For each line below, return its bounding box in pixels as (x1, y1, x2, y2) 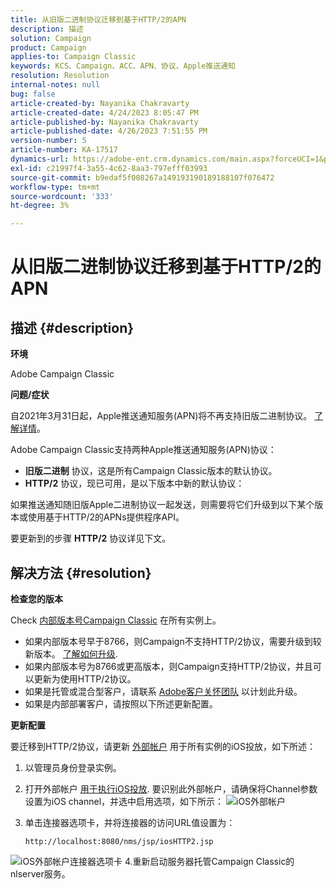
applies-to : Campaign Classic (10, 52, 137, 62)
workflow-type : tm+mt (10, 182, 101, 192)
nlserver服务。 (10, 867, 71, 880)
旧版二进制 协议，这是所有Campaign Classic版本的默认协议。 (24, 465, 278, 477)
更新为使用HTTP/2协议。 (33, 672, 137, 685)
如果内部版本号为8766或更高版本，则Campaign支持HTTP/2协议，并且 (24, 660, 313, 672)
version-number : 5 (10, 136, 87, 146)
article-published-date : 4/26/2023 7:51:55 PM (10, 126, 208, 136)
